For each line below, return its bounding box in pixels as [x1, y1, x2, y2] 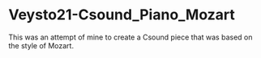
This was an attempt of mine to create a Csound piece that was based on [8, 32, 253, 42]
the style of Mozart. [8, 40, 75, 50]
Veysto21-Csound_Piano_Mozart [8, 6, 235, 24]
